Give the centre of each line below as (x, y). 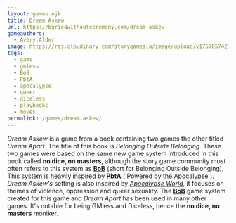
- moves (25, 112)
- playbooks (31, 106)
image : (17, 46)
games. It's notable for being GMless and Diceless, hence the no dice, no (113, 205)
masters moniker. (33, 213)
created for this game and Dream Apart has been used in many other (107, 198)
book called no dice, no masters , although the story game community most (117, 161)
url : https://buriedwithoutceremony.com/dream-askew (86, 27)
